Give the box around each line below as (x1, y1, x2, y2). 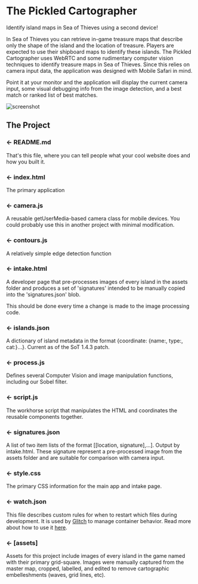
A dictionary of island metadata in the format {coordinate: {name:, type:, (6, 337, 183, 344)
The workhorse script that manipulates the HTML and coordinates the (6, 407, 178, 414)
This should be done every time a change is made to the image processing (6, 302, 190, 310)
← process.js (6, 359, 45, 367)
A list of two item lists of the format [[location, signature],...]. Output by (6, 441, 180, 449)
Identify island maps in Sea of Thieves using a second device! (6, 24, 158, 31)
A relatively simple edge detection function (6, 249, 112, 257)
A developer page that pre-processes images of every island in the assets (6, 278, 188, 285)
